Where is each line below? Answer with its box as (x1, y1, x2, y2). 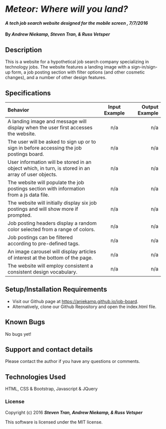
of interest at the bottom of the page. (7, 254, 93, 261)
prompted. (7, 212, 32, 218)
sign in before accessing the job (7, 145, 82, 151)
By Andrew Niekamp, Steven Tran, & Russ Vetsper (5, 31, 110, 38)
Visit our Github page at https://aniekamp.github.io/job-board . (12, 298, 138, 304)
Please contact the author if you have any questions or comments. (5, 358, 140, 364)
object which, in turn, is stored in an (7, 165, 90, 171)
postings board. (7, 151, 44, 157)
